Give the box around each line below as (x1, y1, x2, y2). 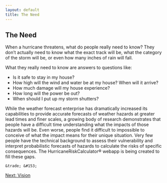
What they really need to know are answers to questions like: (5, 65, 133, 71)
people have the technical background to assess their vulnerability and (5, 138, 153, 144)
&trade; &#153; (5, 163, 37, 169)
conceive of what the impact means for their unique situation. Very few (5, 132, 153, 139)
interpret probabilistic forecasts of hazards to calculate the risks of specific (5, 143, 162, 149)
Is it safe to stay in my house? (12, 74, 75, 81)
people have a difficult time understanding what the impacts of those (5, 121, 149, 128)
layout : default (5, 7, 39, 13)
